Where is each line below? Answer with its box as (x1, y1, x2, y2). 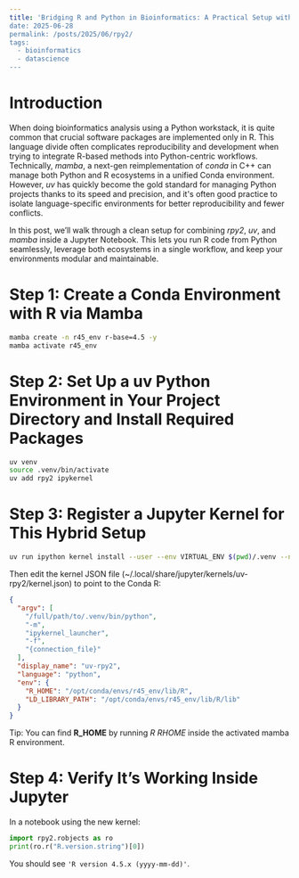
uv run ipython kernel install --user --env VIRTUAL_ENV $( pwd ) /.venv (9, 553, 277, 562)
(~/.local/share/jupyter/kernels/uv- (121, 569, 248, 579)
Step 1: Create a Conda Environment (9, 284, 281, 305)
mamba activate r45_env (9, 341, 98, 350)
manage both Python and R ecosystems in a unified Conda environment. (9, 169, 275, 180)
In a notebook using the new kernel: (9, 816, 141, 827)
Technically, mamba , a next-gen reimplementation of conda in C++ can (9, 160, 271, 170)
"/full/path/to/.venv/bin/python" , (25, 611, 158, 620)
